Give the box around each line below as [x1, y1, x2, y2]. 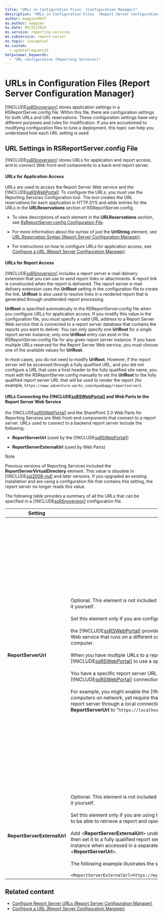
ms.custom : [5, 43, 27, 48]
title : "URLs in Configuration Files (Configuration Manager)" [5, 7, 138, 12]
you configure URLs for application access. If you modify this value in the [5, 311, 151, 317]
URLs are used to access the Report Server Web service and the [5, 184, 134, 190]
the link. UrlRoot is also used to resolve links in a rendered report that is [5, 291, 148, 297]
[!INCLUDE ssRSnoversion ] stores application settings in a [5, 104, 120, 110]
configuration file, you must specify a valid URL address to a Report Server [5, 316, 155, 322]
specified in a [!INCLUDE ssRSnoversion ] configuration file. [5, 498, 122, 504]
